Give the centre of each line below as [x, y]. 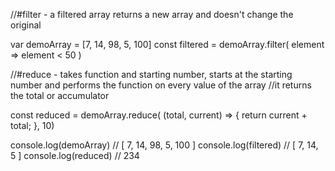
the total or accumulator [60, 95]
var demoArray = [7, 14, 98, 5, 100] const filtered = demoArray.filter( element [167, 44]
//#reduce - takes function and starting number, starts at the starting [151, 74]
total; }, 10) [32, 125]
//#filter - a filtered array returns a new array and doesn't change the [152, 14]
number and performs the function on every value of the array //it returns [161, 85]
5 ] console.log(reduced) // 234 [75, 155]
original [26, 25]
